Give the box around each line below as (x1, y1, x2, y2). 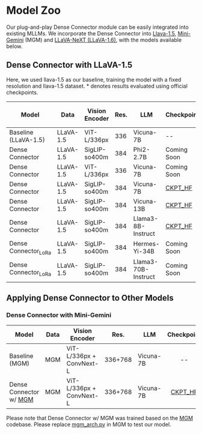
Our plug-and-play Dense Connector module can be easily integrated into (6, 23, 189, 31)
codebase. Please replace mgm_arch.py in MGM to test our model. (6, 421, 171, 428)
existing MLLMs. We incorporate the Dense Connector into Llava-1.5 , (6, 29, 177, 37)
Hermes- (133, 240, 160, 248)
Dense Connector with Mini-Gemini (6, 311, 112, 319)
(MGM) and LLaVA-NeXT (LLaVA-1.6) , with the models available (25, 36, 182, 43)
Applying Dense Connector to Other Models (6, 293, 174, 303)
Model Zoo (6, 4, 61, 17)
